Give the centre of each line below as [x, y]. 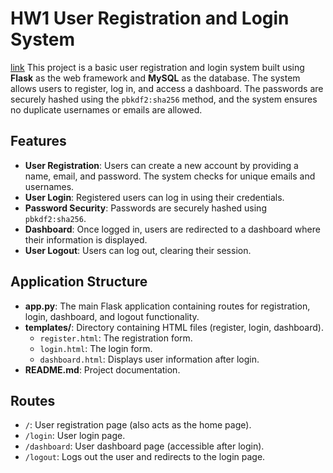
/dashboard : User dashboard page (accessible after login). [144, 446]
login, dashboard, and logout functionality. [112, 316]
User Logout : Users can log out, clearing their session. [138, 250]
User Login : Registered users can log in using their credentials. [154, 197]
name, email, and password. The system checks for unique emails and [170, 176]
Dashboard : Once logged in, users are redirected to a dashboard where [172, 229]
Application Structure [79, 282]
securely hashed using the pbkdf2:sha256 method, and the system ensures [164, 99]
